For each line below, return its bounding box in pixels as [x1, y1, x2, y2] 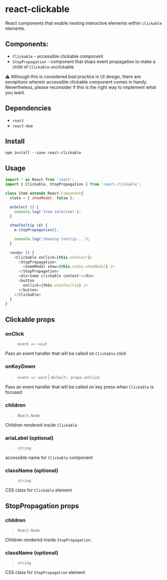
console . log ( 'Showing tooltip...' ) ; [14, 237, 91, 242]
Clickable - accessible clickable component [12, 53, 104, 59]
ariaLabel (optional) [5, 434, 54, 441]
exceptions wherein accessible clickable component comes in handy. [5, 79, 148, 85]
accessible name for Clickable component [5, 454, 93, 460]
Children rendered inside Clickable [5, 422, 77, 428]
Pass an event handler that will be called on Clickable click [5, 350, 127, 356]
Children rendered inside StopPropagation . [5, 536, 92, 542]
